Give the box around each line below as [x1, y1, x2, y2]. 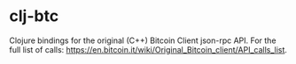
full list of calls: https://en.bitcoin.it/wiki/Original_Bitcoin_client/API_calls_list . [9, 44, 288, 54]
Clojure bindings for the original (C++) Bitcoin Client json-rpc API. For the [9, 35, 277, 46]
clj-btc [9, 6, 59, 26]
